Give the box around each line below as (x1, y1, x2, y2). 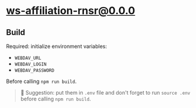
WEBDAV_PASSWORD (14, 68, 55, 74)
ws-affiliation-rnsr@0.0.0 (6, 4, 136, 18)
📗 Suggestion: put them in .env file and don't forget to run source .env (20, 89, 191, 96)
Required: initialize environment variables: (6, 43, 107, 50)
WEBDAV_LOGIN (14, 61, 47, 67)
